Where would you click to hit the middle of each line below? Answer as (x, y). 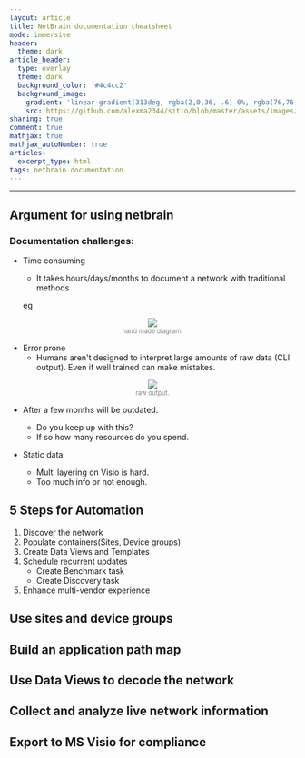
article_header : (40, 60)
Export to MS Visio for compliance (108, 742)
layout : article (40, 18)
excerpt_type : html (54, 161)
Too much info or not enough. (92, 482)
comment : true (36, 128)
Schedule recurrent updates (75, 561)
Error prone (44, 348)
